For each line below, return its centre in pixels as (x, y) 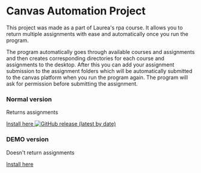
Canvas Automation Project (76, 11)
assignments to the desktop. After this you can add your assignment (90, 65)
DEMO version (28, 139)
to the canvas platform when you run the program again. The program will (97, 77)
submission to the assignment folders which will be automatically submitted (99, 71)
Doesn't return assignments (40, 152)
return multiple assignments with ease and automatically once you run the (97, 34)
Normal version (29, 99)
